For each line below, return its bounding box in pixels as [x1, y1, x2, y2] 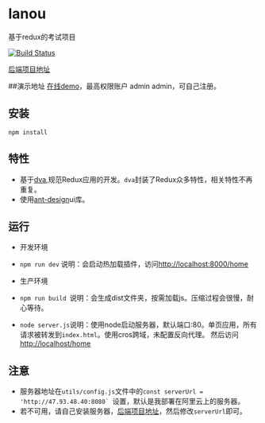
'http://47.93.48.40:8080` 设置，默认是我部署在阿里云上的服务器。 [19, 397, 244, 406]
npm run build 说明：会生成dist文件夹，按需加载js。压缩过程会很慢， [19, 293, 248, 303]
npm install [8, 128, 48, 136]
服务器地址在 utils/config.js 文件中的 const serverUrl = [19, 386, 204, 396]
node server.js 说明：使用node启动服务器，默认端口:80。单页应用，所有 [19, 320, 257, 330]
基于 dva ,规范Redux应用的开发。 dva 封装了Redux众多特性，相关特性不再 [19, 174, 253, 184]
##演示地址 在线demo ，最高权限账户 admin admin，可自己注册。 [8, 81, 221, 91]
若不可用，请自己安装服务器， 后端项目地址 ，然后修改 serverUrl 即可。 [19, 406, 248, 416]
